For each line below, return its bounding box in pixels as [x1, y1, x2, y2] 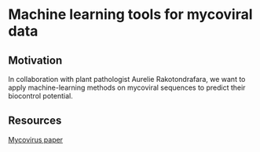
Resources [8, 114, 62, 128]
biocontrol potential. [8, 91, 73, 100]
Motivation [8, 54, 63, 67]
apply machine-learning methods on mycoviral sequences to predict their [8, 83, 246, 92]
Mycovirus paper [8, 135, 64, 144]
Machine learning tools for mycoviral [8, 6, 253, 24]
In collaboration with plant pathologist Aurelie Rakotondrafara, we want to [8, 75, 246, 83]
